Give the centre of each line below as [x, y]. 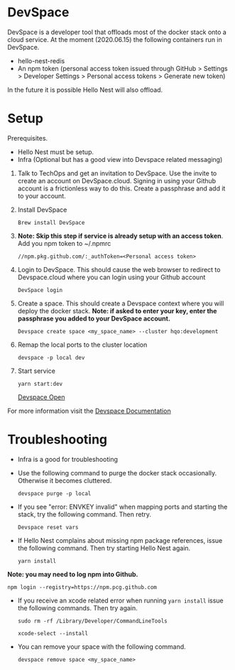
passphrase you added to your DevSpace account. [94, 318]
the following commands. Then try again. [78, 607]
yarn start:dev [40, 384]
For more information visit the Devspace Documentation [89, 411]
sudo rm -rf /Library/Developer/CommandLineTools [93, 621]
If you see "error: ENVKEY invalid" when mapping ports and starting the [122, 507]
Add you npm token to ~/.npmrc [64, 243]
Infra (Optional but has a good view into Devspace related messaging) [120, 159]
